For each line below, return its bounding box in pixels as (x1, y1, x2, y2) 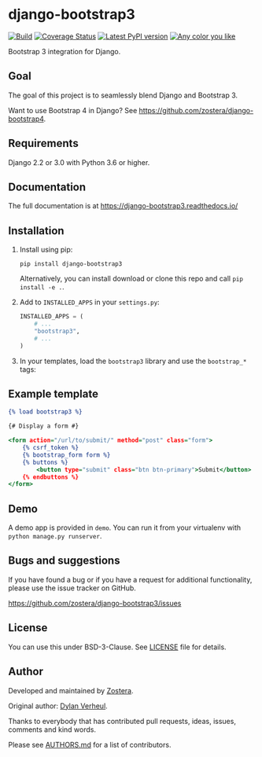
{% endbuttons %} (22, 473, 79, 481)
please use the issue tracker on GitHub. (8, 583, 136, 593)
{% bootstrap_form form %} (22, 450, 111, 459)
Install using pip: (19, 245, 73, 255)
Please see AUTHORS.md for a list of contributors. (8, 740, 172, 749)
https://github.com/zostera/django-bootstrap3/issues (8, 598, 182, 608)
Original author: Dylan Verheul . (8, 701, 108, 711)
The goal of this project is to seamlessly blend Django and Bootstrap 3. (8, 90, 238, 100)
